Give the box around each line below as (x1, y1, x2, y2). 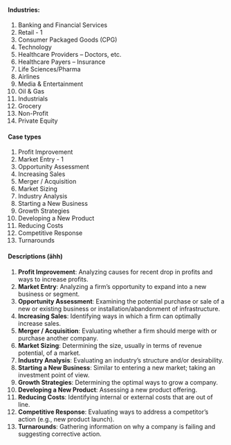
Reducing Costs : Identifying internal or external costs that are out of (17, 392, 213, 401)
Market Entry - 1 (17, 155, 64, 164)
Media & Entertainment (17, 80, 84, 88)
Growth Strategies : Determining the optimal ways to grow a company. (17, 378, 219, 386)
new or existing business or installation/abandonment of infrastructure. (17, 304, 221, 313)
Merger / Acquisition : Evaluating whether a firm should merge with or (17, 326, 217, 335)
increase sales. (17, 319, 62, 327)
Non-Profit (17, 110, 48, 118)
